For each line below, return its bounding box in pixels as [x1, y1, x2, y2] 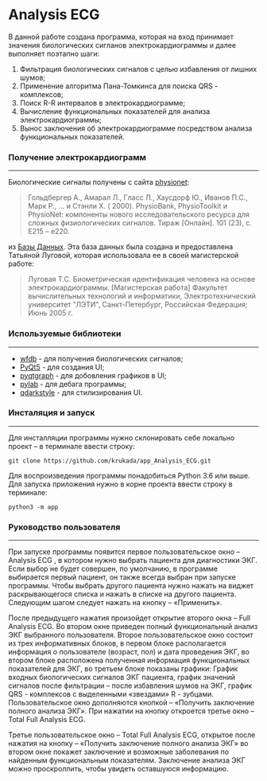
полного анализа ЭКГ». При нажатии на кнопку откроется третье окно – [8, 706, 254, 716]
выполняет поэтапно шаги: [8, 49, 100, 58]
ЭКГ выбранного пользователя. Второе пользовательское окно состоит [8, 631, 253, 640]
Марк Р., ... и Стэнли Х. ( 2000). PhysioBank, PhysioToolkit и [27, 201, 228, 211]
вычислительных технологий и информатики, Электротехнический [27, 291, 257, 301]
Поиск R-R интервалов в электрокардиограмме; [19, 98, 185, 107]
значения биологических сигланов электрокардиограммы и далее [8, 40, 237, 49]
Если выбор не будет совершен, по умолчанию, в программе [8, 564, 219, 574]
